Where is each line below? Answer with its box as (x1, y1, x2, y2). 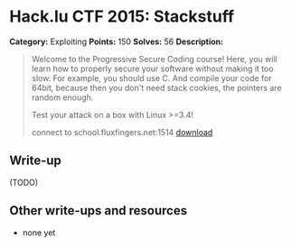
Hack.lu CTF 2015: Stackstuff (9, 6, 235, 27)
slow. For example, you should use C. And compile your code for (31, 72, 273, 83)
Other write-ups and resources (9, 203, 188, 218)
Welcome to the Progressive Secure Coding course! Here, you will (31, 53, 277, 64)
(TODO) (9, 177, 39, 188)
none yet (22, 227, 56, 238)
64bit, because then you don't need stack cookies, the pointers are (31, 82, 282, 93)
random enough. (31, 92, 94, 103)
